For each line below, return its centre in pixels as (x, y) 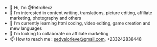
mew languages (26, 28)
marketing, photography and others (45, 18)
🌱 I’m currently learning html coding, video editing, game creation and (80, 23)
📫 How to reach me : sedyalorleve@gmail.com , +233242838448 (76, 39)
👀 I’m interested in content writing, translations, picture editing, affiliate (81, 13)
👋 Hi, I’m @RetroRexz (31, 8)
